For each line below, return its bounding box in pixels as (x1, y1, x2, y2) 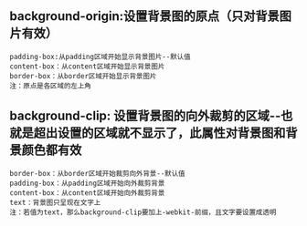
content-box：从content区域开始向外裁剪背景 (9, 188, 165, 198)
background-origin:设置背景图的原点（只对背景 (9, 8, 281, 25)
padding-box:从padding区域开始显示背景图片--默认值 (9, 52, 191, 61)
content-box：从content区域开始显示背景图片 (9, 62, 165, 71)
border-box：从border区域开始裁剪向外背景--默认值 (9, 169, 185, 178)
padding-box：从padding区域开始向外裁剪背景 (9, 179, 165, 188)
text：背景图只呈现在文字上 (9, 198, 101, 207)
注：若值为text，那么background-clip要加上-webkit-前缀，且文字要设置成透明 (9, 208, 277, 217)
